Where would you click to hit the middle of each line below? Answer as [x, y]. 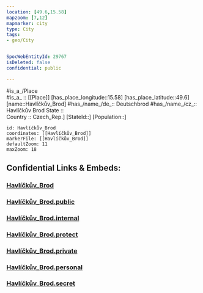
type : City [20, 29]
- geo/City [20, 40]
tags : [13, 35]
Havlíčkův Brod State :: [35, 110]
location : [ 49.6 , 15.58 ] [37, 12]
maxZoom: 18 [21, 149]
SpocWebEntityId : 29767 [37, 57]
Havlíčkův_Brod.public [41, 201]
